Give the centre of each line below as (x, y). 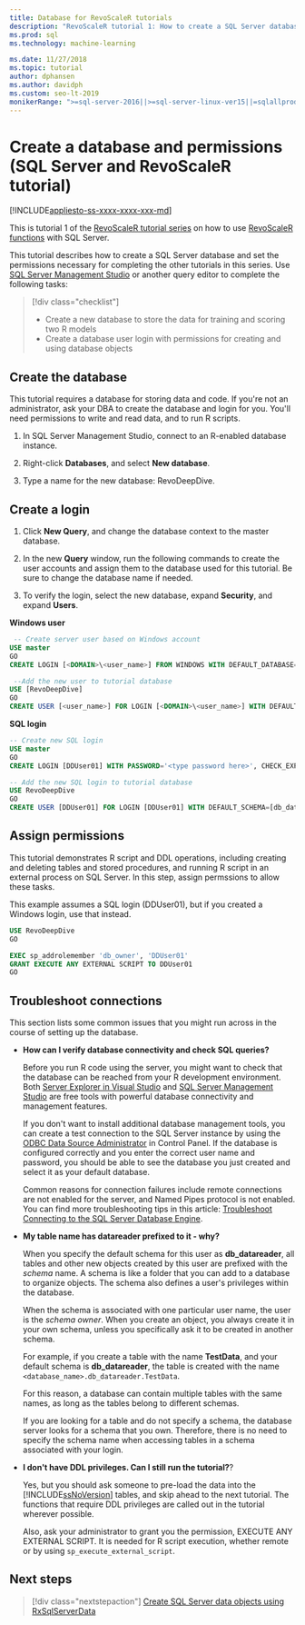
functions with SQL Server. (59, 238)
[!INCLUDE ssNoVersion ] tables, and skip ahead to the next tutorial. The (156, 1495)
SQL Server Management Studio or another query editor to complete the (144, 274)
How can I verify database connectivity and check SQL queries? (146, 1050)
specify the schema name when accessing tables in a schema (139, 1441)
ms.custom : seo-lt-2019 (54, 93)
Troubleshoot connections (86, 1001)
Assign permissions (67, 836)
